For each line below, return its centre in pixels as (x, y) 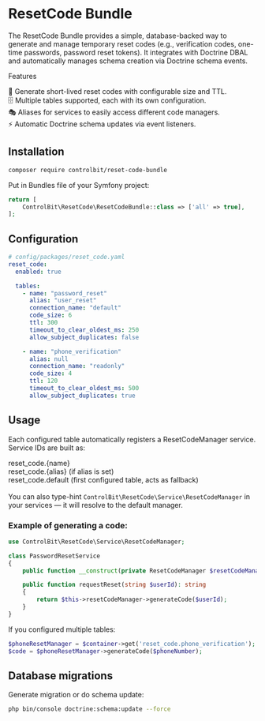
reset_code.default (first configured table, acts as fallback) (103, 479)
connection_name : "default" (75, 308)
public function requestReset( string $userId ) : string (114, 585)
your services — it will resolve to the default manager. (95, 505)
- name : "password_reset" (65, 293)
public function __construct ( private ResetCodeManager (114, 571)
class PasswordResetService (54, 556)
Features (22, 76)
